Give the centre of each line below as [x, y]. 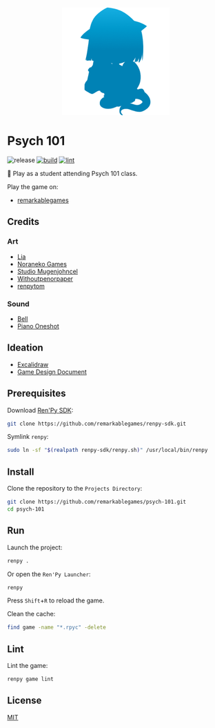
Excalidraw [33, 364]
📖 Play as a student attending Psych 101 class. [72, 173]
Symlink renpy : [28, 437]
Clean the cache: [31, 614]
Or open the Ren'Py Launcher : [49, 574]
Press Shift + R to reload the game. [56, 600]
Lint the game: [28, 666]
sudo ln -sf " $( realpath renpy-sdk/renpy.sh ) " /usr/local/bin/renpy [107, 450]
